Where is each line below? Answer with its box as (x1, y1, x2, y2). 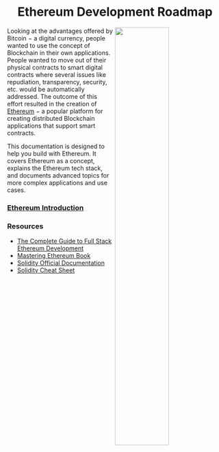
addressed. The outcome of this (7, 92, 98, 100)
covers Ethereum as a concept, (7, 156, 95, 165)
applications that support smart (7, 121, 96, 130)
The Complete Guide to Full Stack (16, 237, 112, 246)
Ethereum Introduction (7, 203, 84, 213)
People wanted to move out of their (7, 56, 107, 64)
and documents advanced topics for (7, 171, 109, 179)
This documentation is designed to (7, 142, 105, 150)
